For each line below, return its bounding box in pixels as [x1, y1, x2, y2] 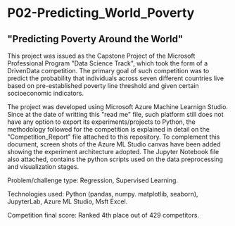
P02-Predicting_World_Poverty [7, 5, 195, 21]
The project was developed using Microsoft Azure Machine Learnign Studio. [7, 103, 229, 111]
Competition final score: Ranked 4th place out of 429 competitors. [7, 211, 199, 219]
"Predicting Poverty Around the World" [7, 33, 184, 45]
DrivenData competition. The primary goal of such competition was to [7, 67, 210, 75]
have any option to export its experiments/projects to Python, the [7, 118, 196, 126]
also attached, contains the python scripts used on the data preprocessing [7, 155, 224, 163]
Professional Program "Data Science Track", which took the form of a [7, 59, 208, 68]
